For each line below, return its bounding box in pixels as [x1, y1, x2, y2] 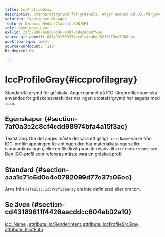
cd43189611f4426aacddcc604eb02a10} [5, 208, 132, 216]
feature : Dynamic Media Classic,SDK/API [5, 21, 89, 26]
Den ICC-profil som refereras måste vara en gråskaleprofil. [5, 151, 124, 157]
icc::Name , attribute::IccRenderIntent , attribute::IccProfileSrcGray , [5, 221, 139, 227]
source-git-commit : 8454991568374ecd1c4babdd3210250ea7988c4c [5, 35, 135, 40]
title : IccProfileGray [5, 7, 52, 12]
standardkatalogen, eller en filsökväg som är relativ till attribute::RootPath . [5, 146, 159, 152]
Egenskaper [5, 115, 43, 123]
